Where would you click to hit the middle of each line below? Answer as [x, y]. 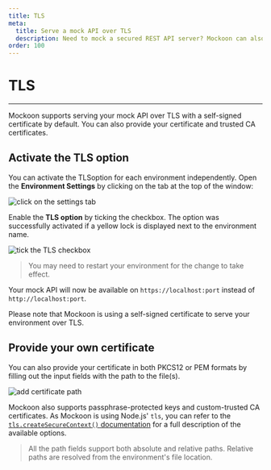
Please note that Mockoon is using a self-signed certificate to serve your [129, 314]
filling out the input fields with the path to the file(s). [94, 376]
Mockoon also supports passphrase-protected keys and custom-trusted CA [134, 407]
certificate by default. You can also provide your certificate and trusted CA [132, 124]
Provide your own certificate [81, 348]
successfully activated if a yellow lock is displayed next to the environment [132, 226]
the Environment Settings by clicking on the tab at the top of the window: [131, 185]
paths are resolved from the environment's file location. [120, 457]
